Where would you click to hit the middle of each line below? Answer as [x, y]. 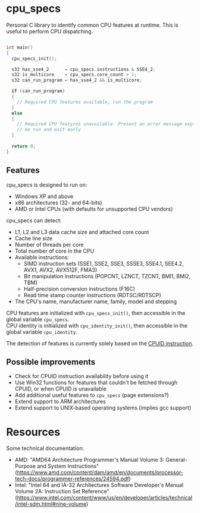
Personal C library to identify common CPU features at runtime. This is [92, 25]
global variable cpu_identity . [42, 332]
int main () [20, 47]
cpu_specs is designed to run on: [47, 185]
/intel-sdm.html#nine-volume [51, 504]
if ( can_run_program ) [38, 91]
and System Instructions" [68, 466]
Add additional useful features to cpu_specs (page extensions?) [92, 395]
